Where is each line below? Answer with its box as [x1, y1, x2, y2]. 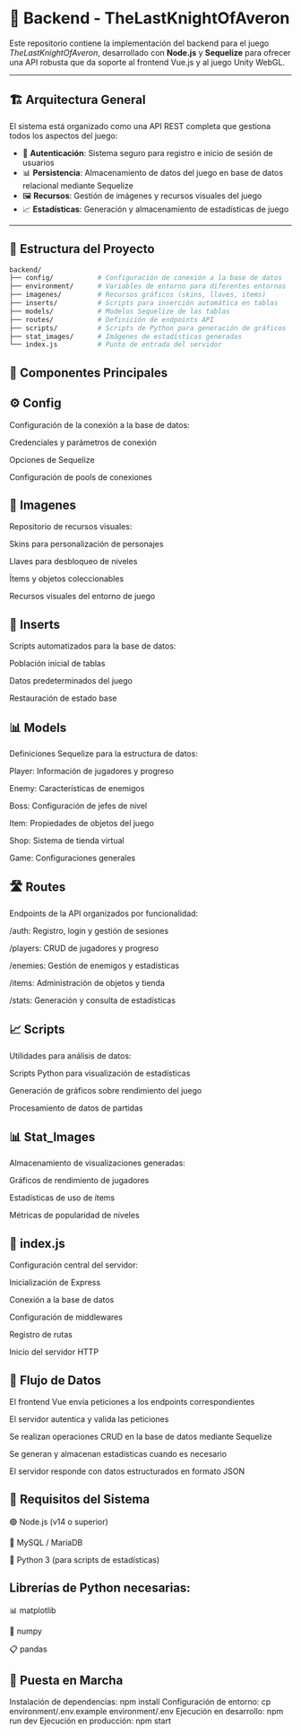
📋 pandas [9, 1643, 47, 1654]
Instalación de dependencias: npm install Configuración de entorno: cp [9, 1696, 271, 1707]
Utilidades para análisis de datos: [9, 1050, 132, 1061]
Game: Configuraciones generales [9, 852, 136, 863]
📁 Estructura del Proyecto [9, 241, 155, 257]
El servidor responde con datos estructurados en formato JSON [9, 1466, 245, 1477]
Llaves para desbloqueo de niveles [9, 556, 138, 567]
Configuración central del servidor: [9, 1260, 139, 1270]
